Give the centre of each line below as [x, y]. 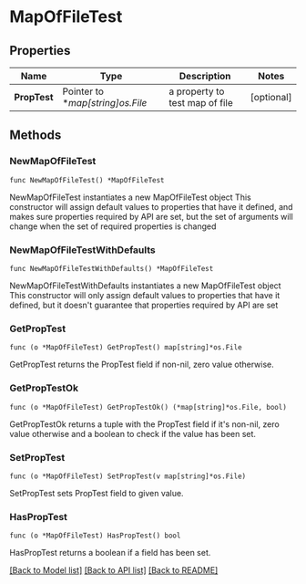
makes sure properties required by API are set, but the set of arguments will [151, 216]
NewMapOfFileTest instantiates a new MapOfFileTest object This [131, 197]
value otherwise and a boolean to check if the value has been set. [133, 433]
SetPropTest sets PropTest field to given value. [97, 493]
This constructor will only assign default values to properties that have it [145, 295]
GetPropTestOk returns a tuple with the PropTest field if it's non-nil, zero [144, 424]
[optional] [271, 97]
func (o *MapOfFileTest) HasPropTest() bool [95, 536]
